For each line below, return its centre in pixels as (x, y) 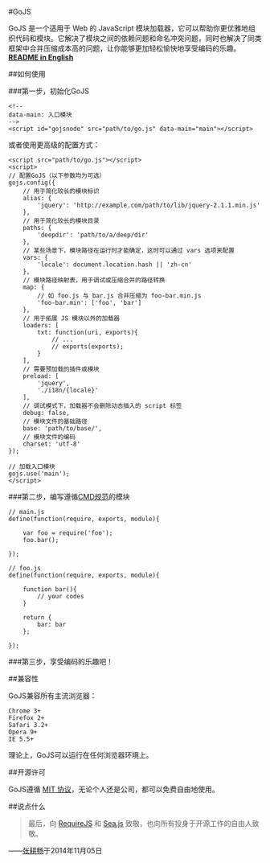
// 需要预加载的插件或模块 (61, 369)
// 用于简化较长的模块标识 (61, 191)
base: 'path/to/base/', (63, 429)
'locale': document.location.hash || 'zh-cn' (115, 265)
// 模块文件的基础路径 (55, 421)
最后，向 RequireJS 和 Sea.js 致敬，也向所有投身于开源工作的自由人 (140, 823)
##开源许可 (27, 772)
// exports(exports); (88, 347)
